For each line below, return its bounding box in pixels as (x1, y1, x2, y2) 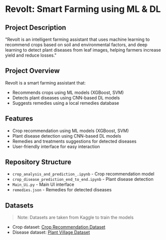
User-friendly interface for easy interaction (12, 143, 100, 150)
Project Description (5, 23, 66, 32)
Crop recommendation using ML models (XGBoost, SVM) (12, 128, 129, 134)
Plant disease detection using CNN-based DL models (12, 133, 121, 139)
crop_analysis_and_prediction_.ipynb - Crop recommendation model (12, 171, 155, 177)
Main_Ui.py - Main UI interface (12, 181, 74, 187)
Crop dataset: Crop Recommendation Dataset (12, 224, 106, 230)
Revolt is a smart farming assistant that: (5, 80, 86, 85)
